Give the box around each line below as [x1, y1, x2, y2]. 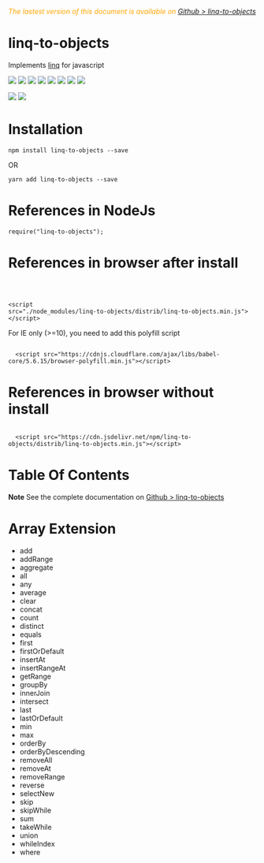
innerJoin [19, 688, 50, 697]
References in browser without [8, 383, 214, 401]
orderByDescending [19, 746, 85, 756]
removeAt [19, 764, 51, 773]
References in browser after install [8, 254, 239, 271]
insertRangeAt [19, 663, 66, 672]
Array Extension [8, 519, 117, 538]
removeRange [19, 772, 65, 781]
